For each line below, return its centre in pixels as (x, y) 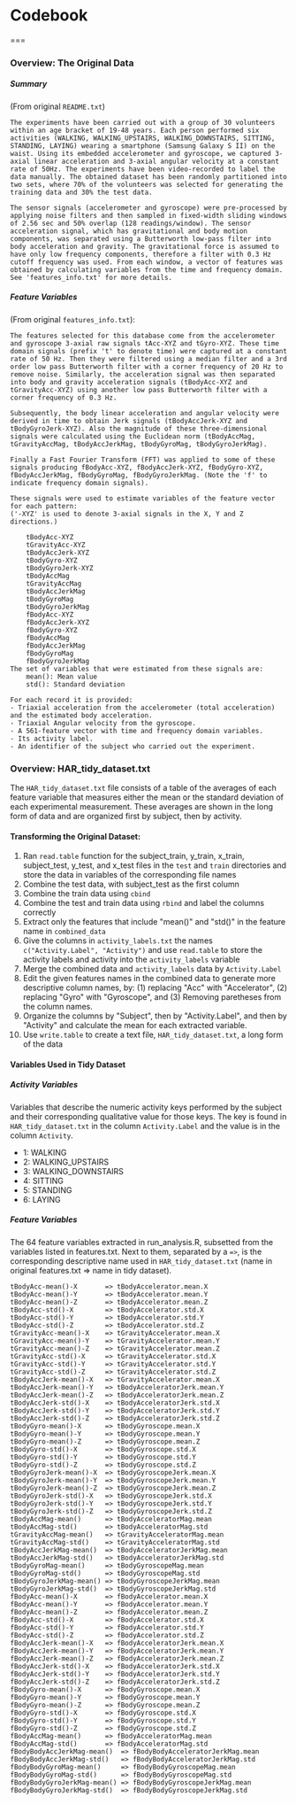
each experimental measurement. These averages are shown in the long (141, 807)
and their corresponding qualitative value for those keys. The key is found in (148, 1116)
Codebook (49, 15)
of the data (43, 1044)
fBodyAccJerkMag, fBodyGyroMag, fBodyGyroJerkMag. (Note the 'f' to (139, 475)
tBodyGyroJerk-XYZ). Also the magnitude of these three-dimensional (139, 429)
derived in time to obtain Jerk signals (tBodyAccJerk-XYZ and (129, 421)
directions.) (34, 522)
